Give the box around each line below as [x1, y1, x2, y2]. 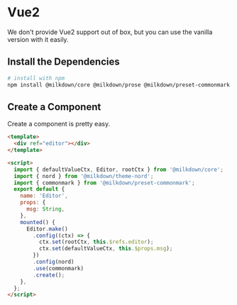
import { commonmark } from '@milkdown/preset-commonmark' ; [13, 179, 195, 187]
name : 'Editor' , [20, 192, 69, 199]
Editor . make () [26, 225, 69, 233]
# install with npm [7, 74, 65, 82]
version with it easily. [7, 35, 69, 43]
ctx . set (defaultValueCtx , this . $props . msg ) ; [38, 245, 173, 253]
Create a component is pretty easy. [7, 120, 111, 128]
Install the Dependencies [7, 56, 121, 68]
